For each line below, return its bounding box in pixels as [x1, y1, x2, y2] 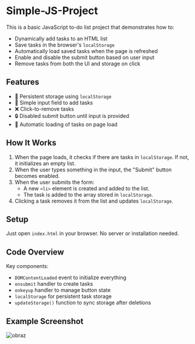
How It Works [6, 138, 57, 148]
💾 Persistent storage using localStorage [14, 92, 112, 100]
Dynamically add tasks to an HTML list [14, 35, 107, 42]
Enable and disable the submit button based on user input [14, 54, 154, 61]
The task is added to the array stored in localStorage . [23, 191, 154, 198]
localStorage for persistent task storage [14, 293, 112, 300]
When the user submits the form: [14, 178, 95, 186]
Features [6, 77, 39, 87]
